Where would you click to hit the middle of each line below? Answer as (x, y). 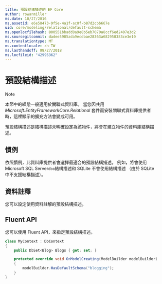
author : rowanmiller (26, 14)
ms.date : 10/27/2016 (26, 19)
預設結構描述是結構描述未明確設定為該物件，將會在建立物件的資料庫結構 (77, 127)
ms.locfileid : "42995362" (31, 55)
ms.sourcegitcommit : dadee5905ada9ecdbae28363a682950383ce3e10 (71, 37)
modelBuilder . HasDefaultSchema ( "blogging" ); (68, 268)
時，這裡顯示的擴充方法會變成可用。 (41, 116)
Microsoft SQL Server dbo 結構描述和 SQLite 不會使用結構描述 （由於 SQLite (80, 169)
